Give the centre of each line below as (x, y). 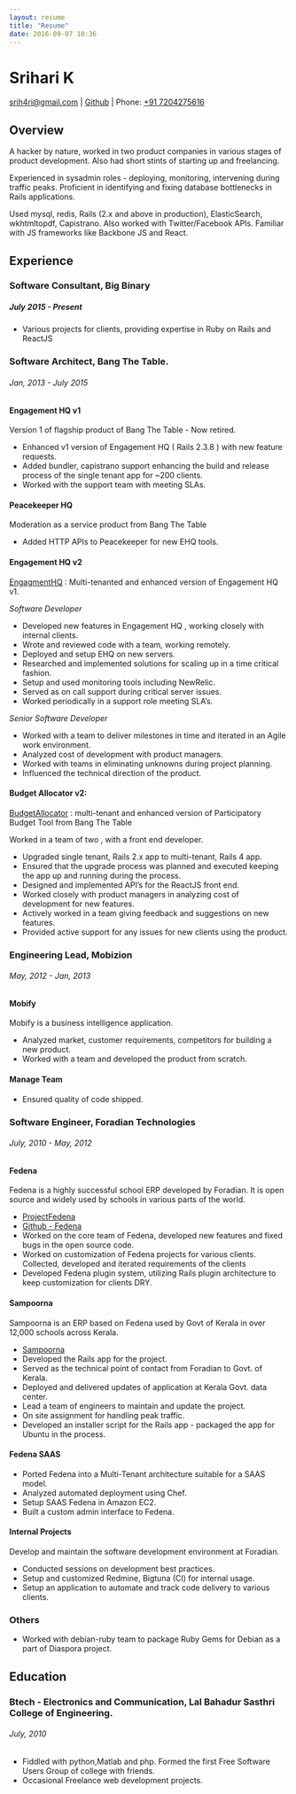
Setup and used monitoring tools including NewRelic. (118, 682)
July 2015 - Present (46, 307)
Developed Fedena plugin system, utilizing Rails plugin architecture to (149, 1273)
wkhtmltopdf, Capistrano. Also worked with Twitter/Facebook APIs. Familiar (147, 223)
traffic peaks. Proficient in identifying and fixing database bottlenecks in (140, 188)
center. (35, 1396)
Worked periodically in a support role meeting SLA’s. (117, 701)
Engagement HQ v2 (46, 562)
